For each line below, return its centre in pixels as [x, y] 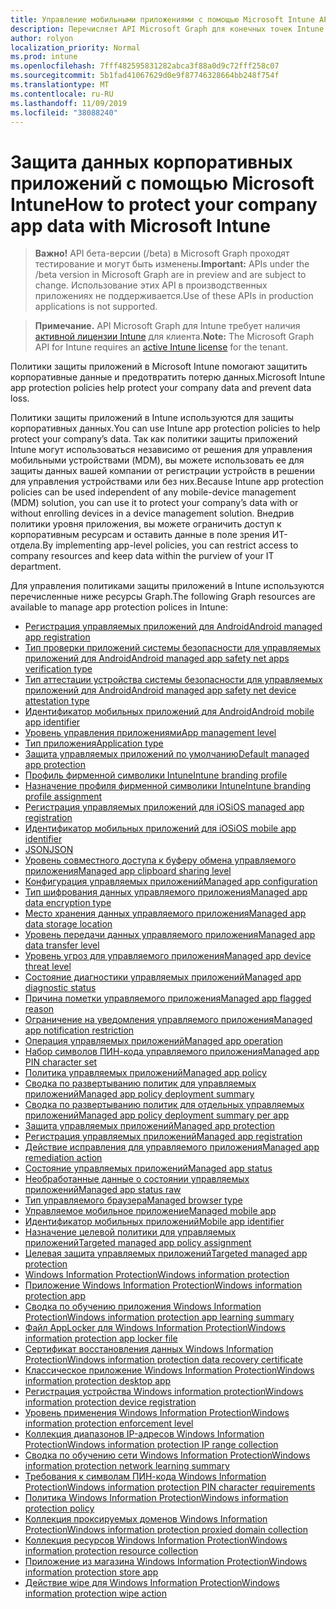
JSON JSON [49, 850]
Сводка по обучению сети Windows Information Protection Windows [167, 1455]
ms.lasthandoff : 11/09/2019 [69, 103]
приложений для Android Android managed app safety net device [160, 690]
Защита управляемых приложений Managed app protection [150, 1126]
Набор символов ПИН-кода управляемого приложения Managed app [172, 1052]
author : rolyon [42, 38]
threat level [48, 967]
